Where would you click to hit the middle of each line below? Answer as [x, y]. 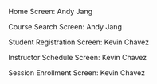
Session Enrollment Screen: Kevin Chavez [77, 73]
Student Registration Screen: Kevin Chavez [79, 42]
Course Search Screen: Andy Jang [65, 27]
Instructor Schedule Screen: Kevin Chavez [78, 57]
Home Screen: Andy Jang [51, 11]
